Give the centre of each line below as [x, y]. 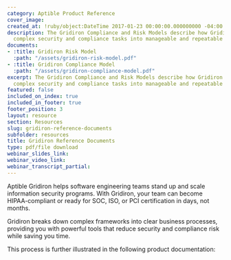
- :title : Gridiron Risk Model [52, 52]
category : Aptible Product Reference [61, 13]
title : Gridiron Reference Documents [61, 141]
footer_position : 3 [35, 109]
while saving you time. [39, 236]
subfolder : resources [38, 134]
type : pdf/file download [43, 147]
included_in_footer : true [44, 103]
